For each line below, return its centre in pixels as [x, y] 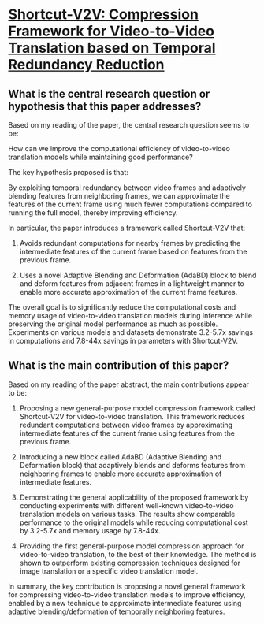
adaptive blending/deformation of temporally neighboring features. [117, 611]
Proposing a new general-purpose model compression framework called [138, 408]
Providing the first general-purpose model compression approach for [132, 546]
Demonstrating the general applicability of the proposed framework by [134, 497]
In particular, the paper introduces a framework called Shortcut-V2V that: [127, 228]
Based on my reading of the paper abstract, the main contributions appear [129, 384]
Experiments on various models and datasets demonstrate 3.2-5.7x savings [131, 332]
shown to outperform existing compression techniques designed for [130, 563]
